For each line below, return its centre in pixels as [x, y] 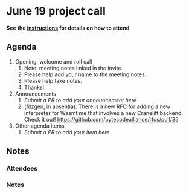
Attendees [22, 169]
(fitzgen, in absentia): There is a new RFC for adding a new [97, 106]
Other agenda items [40, 126]
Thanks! [34, 87]
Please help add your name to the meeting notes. [85, 74]
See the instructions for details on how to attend [68, 28]
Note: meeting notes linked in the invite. [73, 68]
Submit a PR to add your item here [67, 132]
